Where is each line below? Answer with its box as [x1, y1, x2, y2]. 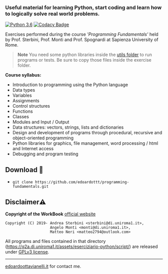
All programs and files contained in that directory [5, 238, 106, 244]
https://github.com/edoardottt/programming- [34, 180, 129, 185]
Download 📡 [5, 165, 43, 174]
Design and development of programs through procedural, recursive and [12, 130, 162, 136]
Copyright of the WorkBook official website [5, 211, 96, 217]
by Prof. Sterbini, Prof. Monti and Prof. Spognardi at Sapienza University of [5, 37, 158, 43]
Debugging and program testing [12, 151, 78, 157]
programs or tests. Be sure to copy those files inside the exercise [17, 57, 151, 63]
